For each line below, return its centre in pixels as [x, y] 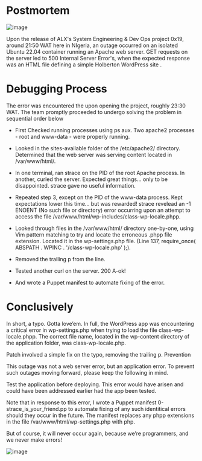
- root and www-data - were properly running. [72, 136]
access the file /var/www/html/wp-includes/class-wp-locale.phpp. [98, 216]
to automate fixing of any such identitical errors [127, 409]
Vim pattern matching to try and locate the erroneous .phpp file [93, 234]
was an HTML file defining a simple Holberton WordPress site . [84, 65]
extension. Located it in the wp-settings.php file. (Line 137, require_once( [105, 241]
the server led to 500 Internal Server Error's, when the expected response [98, 58]
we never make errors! [34, 440]
